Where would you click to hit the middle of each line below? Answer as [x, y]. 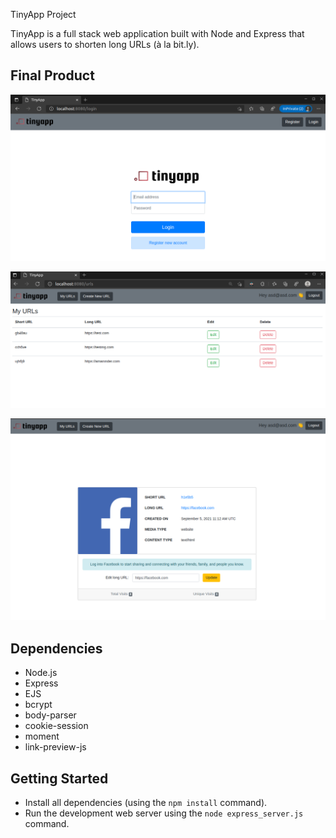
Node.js [41, 673]
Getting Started [59, 778]
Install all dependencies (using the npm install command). [146, 803]
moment [42, 736]
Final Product [52, 75]
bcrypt [38, 705]
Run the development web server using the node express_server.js [164, 813]
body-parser [50, 715]
